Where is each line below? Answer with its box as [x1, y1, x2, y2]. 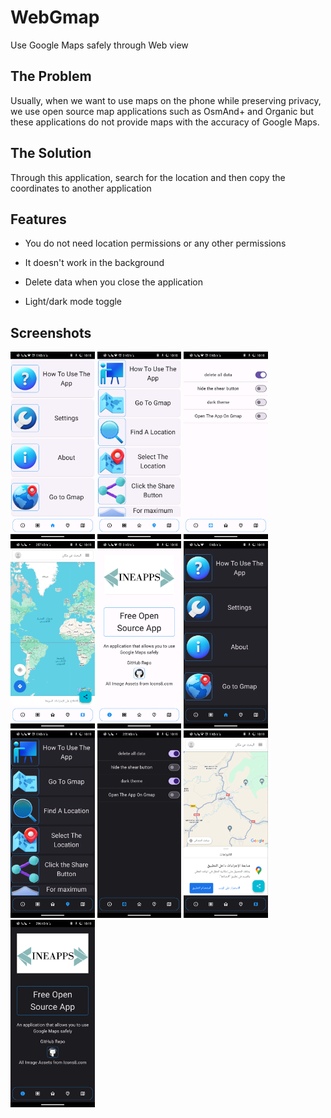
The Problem [10, 68, 92, 85]
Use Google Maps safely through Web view [10, 39, 189, 51]
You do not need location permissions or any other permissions [24, 237, 287, 250]
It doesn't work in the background [24, 257, 165, 269]
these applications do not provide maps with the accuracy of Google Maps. [10, 116, 320, 128]
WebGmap [10, 6, 100, 29]
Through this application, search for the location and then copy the [10, 171, 286, 183]
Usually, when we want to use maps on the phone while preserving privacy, [10, 94, 322, 106]
